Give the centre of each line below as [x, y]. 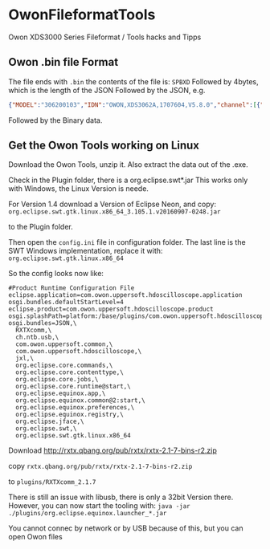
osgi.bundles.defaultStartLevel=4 [66, 303]
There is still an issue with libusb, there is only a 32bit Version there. [121, 497]
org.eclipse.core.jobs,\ [57, 380]
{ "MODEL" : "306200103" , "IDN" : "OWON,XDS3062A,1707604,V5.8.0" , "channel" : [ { [135, 105]
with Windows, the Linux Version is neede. [78, 189]
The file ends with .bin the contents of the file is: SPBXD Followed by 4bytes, [133, 81]
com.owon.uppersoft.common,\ [64, 344]
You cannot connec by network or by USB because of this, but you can [126, 528]
